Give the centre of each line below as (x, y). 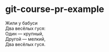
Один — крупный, (24, 33)
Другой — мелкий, (25, 39)
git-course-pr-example (55, 9)
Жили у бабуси (21, 23)
